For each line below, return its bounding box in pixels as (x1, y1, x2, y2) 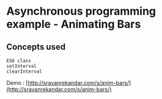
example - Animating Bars (6, 17, 141, 31)
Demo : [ (6, 79, 28, 86)
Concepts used (6, 42, 66, 52)
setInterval (6, 63, 37, 69)
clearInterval (6, 68, 43, 75)
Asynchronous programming (6, 4, 156, 18)
